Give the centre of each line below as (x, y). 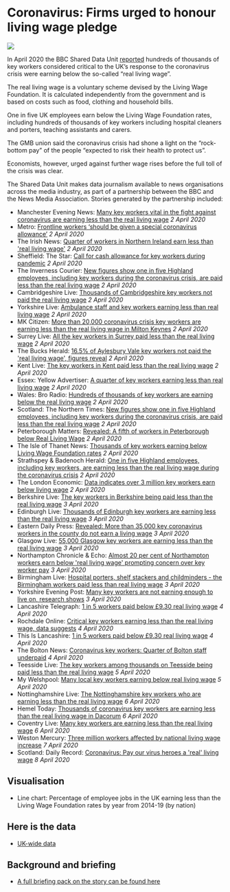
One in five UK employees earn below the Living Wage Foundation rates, (110, 115)
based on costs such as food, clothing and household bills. (90, 102)
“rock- (207, 143)
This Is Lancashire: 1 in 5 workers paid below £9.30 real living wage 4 (115, 635)
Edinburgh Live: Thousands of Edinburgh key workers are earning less (116, 511)
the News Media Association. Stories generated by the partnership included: (115, 199)
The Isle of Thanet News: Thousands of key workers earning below (112, 445)
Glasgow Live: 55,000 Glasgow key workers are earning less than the (115, 540)
